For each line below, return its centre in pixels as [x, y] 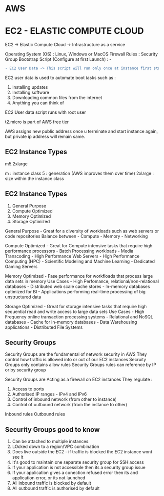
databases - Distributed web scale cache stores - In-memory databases [78, 286]
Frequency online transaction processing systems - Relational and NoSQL [79, 316]
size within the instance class [35, 178]
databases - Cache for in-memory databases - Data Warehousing [71, 322]
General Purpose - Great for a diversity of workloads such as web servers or [82, 231]
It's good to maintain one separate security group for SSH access [78, 462]
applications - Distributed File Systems [44, 327]
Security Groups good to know [52, 430]
